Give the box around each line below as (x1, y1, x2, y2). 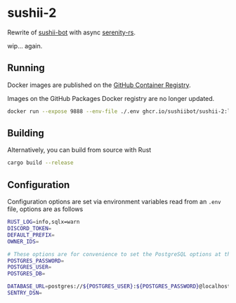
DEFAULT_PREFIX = (7, 231, 55, 238)
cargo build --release (7, 159, 74, 166)
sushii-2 (7, 5, 57, 21)
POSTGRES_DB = (7, 270, 46, 278)
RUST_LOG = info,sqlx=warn (7, 219, 80, 226)
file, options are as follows (7, 205, 84, 213)
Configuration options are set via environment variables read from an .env (7, 198, 221, 206)
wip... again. (7, 41, 43, 50)
